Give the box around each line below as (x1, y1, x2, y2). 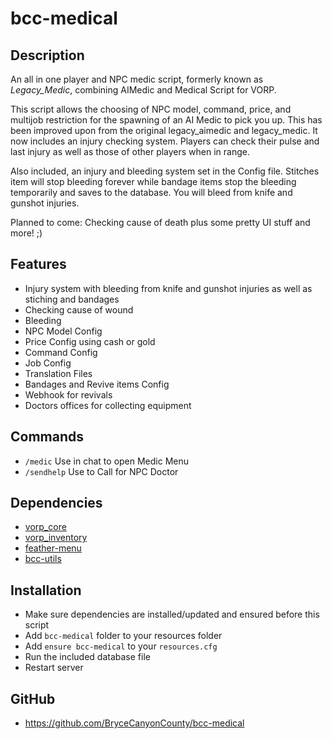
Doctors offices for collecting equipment (24, 399, 192, 411)
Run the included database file (24, 651, 151, 663)
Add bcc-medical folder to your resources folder (24, 630, 223, 642)
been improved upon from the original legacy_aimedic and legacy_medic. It (10, 125, 318, 136)
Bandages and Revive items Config (24, 378, 170, 390)
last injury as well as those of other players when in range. (10, 146, 250, 157)
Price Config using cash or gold (24, 335, 156, 347)
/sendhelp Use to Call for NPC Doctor (24, 465, 179, 477)
